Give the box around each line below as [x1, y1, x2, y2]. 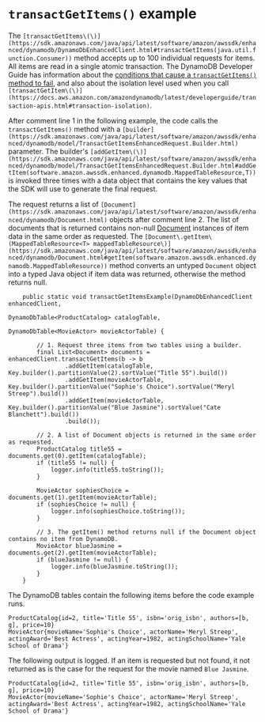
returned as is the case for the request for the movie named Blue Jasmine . [8, 663, 249, 673]
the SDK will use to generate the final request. [8, 183, 158, 194]
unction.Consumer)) [8, 55, 73, 62]
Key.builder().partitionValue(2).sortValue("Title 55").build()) [8, 369, 228, 376]
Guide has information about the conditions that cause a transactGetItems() [8, 70, 257, 79]
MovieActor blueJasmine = [36, 542, 123, 550]
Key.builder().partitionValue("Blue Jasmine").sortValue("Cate [8, 403, 221, 411]
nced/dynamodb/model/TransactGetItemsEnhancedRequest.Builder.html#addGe [8, 161, 257, 170]
